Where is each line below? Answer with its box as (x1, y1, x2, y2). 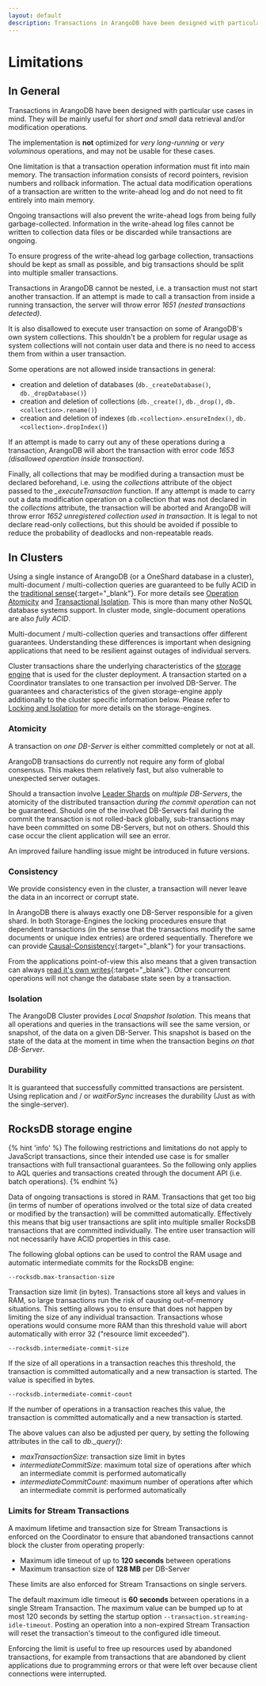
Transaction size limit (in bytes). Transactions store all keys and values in (8, 1287, 246, 1297)
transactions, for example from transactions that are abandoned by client (8, 1652, 247, 1661)
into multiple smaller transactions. (8, 268, 119, 277)
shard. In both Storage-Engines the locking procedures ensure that (8, 916, 227, 925)
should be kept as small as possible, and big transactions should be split (8, 259, 244, 269)
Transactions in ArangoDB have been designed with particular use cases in (8, 105, 253, 115)
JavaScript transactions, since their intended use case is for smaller (8, 1152, 230, 1161)
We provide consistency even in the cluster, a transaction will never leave (8, 883, 247, 893)
